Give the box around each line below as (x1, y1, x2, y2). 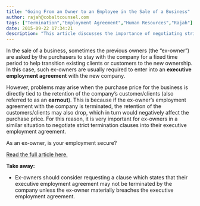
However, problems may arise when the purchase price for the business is (6, 84, 189, 91)
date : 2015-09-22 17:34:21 (6, 25, 73, 31)
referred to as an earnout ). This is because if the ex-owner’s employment (6, 96, 186, 104)
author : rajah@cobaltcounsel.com (6, 14, 89, 20)
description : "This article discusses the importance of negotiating (6, 31, 183, 37)
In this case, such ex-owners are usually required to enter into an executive (6, 66, 192, 73)
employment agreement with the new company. (6, 72, 126, 80)
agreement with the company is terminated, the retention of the (6, 103, 162, 110)
